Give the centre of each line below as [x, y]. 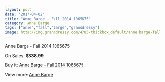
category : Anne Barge [27, 23]
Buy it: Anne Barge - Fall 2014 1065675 [44, 65]
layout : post [18, 10]
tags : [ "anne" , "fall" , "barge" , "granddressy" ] [52, 28]
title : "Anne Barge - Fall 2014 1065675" [48, 19]
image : [12, 32]
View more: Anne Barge [29, 74]
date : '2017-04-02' [25, 14]
